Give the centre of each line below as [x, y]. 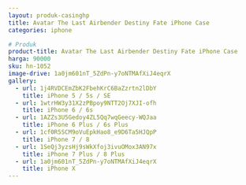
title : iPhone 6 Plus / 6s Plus [75, 125]
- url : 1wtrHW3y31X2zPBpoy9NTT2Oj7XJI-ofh [86, 103]
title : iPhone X [49, 169]
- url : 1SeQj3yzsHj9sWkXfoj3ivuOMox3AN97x [86, 146]
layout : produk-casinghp [49, 15]
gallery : [22, 81]
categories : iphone [40, 30]
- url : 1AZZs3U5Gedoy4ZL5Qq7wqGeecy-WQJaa [86, 118]
